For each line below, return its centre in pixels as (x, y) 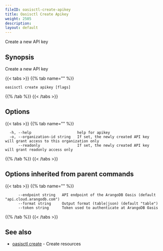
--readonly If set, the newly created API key (84, 145)
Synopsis (20, 57)
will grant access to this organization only (52, 141)
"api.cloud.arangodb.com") (32, 199)
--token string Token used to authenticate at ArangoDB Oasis (88, 208)
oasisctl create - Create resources (47, 244)
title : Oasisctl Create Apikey (37, 14)
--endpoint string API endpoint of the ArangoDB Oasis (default (87, 195)
